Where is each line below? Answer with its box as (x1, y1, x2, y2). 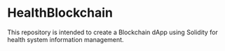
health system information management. (7, 35, 124, 43)
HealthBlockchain (7, 5, 114, 21)
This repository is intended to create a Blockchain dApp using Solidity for (7, 28, 219, 36)
